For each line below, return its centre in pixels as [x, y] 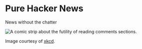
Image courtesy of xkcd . [30, 41]
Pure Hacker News [44, 9]
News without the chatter [31, 22]
